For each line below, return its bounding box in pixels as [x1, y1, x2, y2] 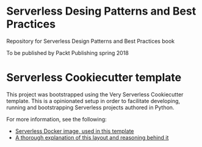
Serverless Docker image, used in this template [15, 127, 134, 135]
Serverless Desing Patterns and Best [6, 4, 197, 18]
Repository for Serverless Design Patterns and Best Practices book [6, 37, 175, 45]
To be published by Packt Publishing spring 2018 [6, 49, 129, 56]
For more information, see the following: [6, 115, 107, 123]
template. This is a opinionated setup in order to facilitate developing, [6, 97, 181, 104]
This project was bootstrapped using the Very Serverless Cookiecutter [6, 90, 184, 98]
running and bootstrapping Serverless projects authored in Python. [6, 104, 175, 111]
